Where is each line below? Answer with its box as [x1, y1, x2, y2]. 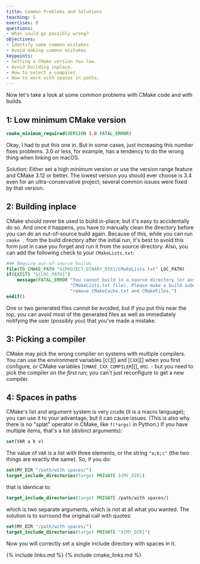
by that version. [6, 184, 45, 191]
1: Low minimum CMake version [6, 115, 126, 125]
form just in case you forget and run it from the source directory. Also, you [6, 242, 189, 250]
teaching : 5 [6, 14, 36, 20]
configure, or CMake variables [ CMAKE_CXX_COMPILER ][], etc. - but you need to [6, 363, 193, 370]
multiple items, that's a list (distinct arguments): [6, 427, 123, 434]
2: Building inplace [6, 201, 77, 212]
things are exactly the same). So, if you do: [6, 456, 111, 463]
